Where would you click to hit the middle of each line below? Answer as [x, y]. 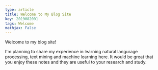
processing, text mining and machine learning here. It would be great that [79, 57]
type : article [20, 10]
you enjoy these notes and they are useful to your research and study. [76, 62]
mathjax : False [21, 28]
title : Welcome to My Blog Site [38, 14]
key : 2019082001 [22, 19]
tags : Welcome [20, 23]
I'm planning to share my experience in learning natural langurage [72, 52]
